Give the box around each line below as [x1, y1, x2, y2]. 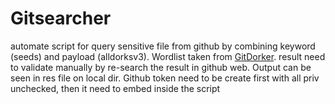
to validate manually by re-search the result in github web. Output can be [10, 61, 312, 73]
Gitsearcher [10, 7, 112, 30]
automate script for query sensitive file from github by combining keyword [10, 40, 316, 52]
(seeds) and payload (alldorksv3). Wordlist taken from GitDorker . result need [10, 50, 326, 62]
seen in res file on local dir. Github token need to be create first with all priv [10, 72, 320, 84]
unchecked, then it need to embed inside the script [10, 82, 221, 94]
